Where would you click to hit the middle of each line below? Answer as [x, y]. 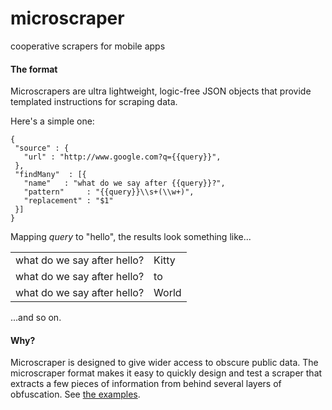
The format [34, 69]
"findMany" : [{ [50, 175]
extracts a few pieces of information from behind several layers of [146, 384]
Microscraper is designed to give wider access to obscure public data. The [164, 363]
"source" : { [42, 148]
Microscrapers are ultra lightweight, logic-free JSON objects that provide [161, 91]
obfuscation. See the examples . [75, 394]
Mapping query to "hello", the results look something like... [131, 237]
